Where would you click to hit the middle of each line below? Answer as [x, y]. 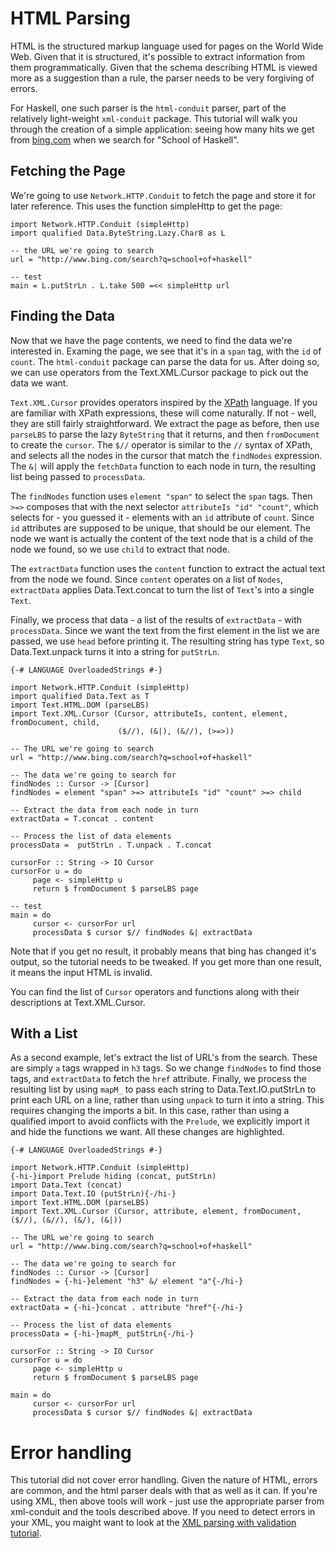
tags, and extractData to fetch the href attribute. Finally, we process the [159, 1079]
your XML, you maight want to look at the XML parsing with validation [153, 1523]
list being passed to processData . [78, 476]
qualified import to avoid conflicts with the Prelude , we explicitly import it [160, 1121]
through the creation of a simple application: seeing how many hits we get [162, 129]
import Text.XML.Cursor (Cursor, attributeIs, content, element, [149, 713]
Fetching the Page [68, 171]
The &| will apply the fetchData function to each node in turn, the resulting [163, 466]
